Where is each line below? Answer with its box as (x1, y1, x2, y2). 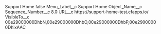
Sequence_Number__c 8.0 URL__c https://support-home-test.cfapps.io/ (5, 9, 149, 15)
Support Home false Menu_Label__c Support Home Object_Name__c (5, 4, 142, 9)
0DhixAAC (5, 24, 26, 30)
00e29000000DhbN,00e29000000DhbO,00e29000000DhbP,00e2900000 (5, 19, 157, 25)
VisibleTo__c (5, 14, 30, 20)
